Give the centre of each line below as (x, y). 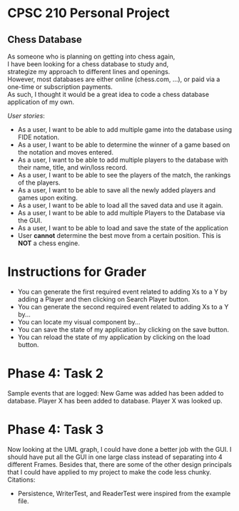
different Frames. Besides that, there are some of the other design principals (119, 464)
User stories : (26, 116)
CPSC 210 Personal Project (88, 13)
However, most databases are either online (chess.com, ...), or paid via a (114, 79)
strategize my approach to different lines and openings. (89, 72)
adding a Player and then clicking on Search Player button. (104, 299)
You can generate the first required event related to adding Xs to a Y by (122, 291)
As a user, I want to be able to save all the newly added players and (117, 190)
